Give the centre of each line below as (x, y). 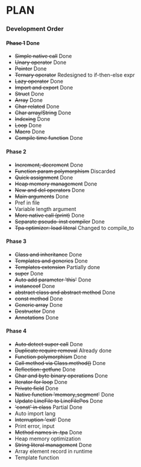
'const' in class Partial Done (48, 407)
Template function (37, 458)
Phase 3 (16, 241)
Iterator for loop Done (41, 382)
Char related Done (37, 107)
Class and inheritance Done (48, 254)
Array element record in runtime (53, 451)
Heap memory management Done (56, 184)
